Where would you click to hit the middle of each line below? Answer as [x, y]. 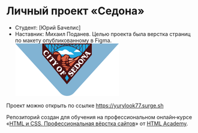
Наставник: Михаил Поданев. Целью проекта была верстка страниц [103, 34]
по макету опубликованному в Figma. [63, 40]
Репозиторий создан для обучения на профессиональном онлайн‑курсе [99, 117]
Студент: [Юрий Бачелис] [48, 28]
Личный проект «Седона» [76, 11]
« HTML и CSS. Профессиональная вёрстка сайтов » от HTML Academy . [97, 123]
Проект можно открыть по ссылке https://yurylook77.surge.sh [85, 105]
